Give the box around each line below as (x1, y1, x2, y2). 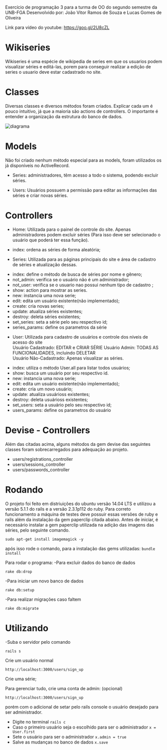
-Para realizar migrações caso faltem (5, 596, 81, 602)
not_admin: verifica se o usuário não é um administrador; (12, 276, 130, 282)
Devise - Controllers (5, 424, 90, 436)
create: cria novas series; (12, 303, 65, 309)
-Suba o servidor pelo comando (5, 639, 71, 645)
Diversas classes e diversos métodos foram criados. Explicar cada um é (5, 103, 153, 109)
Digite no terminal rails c (12, 719, 66, 725)
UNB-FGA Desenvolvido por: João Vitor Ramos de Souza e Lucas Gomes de (5, 9, 162, 15)
